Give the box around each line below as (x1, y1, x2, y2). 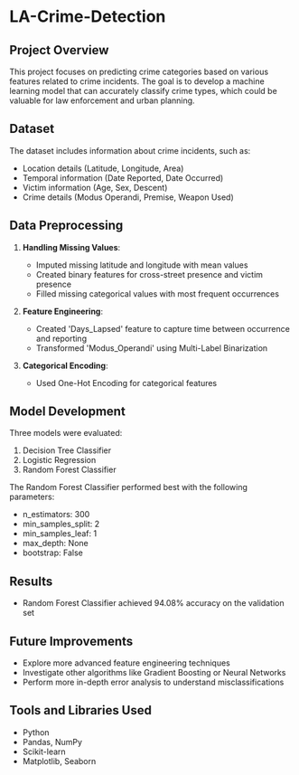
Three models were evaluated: (9, 428, 123, 439)
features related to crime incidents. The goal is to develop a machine (9, 76, 265, 87)
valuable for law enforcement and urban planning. (9, 95, 196, 106)
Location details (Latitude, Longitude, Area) (22, 163, 184, 174)
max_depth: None (22, 538, 89, 549)
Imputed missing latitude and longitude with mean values (35, 260, 248, 270)
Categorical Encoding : (22, 360, 108, 371)
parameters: (9, 491, 55, 503)
